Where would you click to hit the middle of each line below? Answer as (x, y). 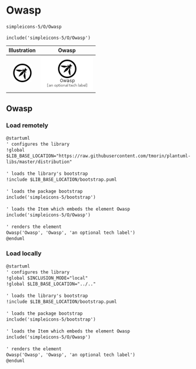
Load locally (24, 253)
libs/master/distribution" (39, 162)
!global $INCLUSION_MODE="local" (47, 278)
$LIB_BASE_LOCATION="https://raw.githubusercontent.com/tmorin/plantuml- (99, 156)
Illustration (22, 50)
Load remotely (27, 125)
